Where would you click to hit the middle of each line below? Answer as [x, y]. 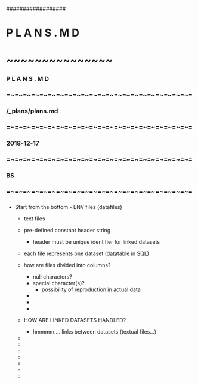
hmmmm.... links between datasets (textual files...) [95, 331]
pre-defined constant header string [67, 230]
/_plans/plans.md [32, 111]
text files [34, 219]
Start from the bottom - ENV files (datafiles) [68, 207]
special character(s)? [58, 283]
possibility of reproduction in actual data [91, 289]
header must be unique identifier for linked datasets [96, 241]
